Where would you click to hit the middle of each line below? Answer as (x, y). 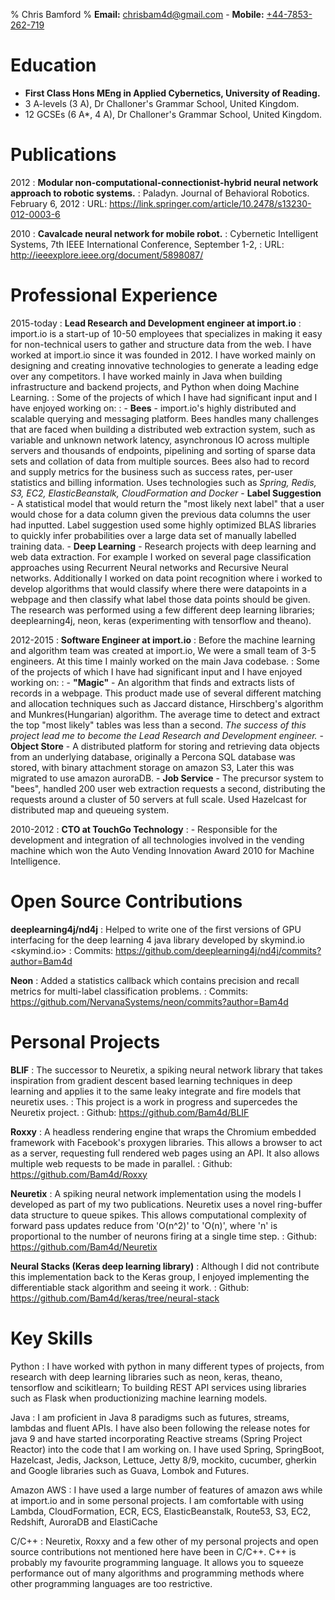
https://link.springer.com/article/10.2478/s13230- (210, 203)
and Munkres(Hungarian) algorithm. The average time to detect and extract (165, 714)
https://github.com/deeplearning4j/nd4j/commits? (218, 950)
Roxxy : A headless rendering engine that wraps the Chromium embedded (163, 1131)
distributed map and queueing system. (90, 810)
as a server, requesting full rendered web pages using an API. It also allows (165, 1153)
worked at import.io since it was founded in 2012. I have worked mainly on (163, 355)
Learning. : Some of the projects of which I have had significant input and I (164, 397)
